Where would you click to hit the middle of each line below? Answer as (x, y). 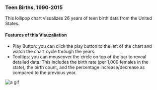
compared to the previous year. (44, 72)
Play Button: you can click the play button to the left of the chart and (82, 46)
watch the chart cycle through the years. (54, 51)
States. (12, 23)
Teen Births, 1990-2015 (34, 7)
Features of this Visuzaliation (36, 35)
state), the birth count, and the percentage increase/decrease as (78, 67)
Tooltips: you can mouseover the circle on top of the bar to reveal (79, 57)
